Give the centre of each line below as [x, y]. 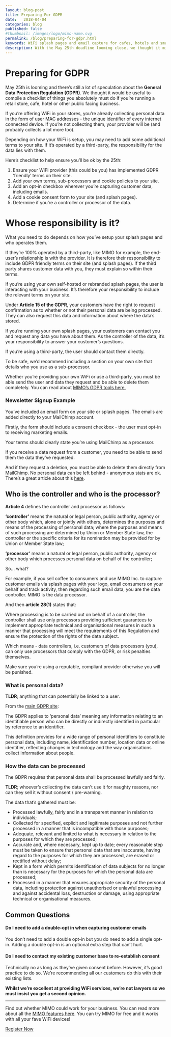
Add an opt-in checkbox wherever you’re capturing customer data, [83, 186]
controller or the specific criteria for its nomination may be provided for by [83, 538]
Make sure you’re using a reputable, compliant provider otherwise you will [83, 666]
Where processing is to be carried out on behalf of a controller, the [75, 614]
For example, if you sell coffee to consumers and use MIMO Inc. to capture [83, 578]
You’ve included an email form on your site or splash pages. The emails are [84, 412]
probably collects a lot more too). [40, 129]
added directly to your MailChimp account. [50, 417]
